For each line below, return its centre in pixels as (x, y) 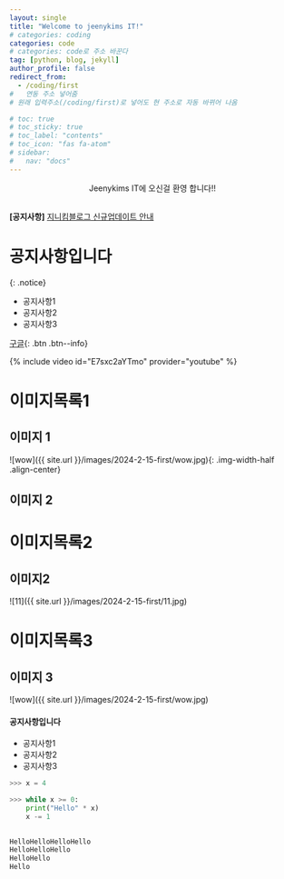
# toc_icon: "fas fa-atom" (60, 145)
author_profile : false (52, 69)
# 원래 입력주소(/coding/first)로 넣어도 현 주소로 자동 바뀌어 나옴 (123, 102)
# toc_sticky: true (46, 127)
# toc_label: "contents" (56, 136)
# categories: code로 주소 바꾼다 (69, 52)
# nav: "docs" (40, 161)
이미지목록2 (51, 543)
